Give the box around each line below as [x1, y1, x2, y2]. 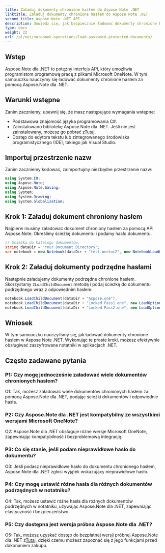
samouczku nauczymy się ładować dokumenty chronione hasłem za [5, 76, 143, 82]
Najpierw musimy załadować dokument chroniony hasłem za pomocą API [5, 226, 154, 232]
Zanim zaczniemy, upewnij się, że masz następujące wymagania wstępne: [5, 109, 155, 115]
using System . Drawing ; [5, 194, 52, 199]
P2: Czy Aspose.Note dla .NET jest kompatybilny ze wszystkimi [5, 411, 160, 418]
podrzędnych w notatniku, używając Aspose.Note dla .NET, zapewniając [5, 503, 152, 509]
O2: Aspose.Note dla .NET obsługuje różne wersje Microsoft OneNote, [5, 429, 147, 435]
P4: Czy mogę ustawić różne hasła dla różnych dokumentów [5, 481, 152, 488]
